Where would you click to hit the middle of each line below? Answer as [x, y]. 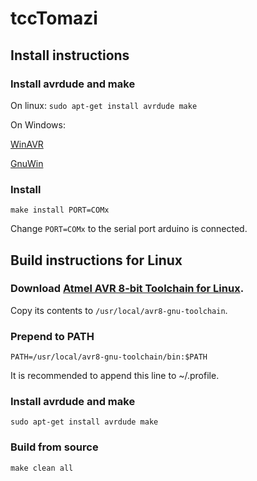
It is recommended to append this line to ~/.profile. [115, 376]
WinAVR [27, 144]
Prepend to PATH [52, 336]
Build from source [54, 447]
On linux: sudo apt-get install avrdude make [104, 105]
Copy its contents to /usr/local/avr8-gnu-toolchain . [119, 310]
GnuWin [27, 163]
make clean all [42, 468]
